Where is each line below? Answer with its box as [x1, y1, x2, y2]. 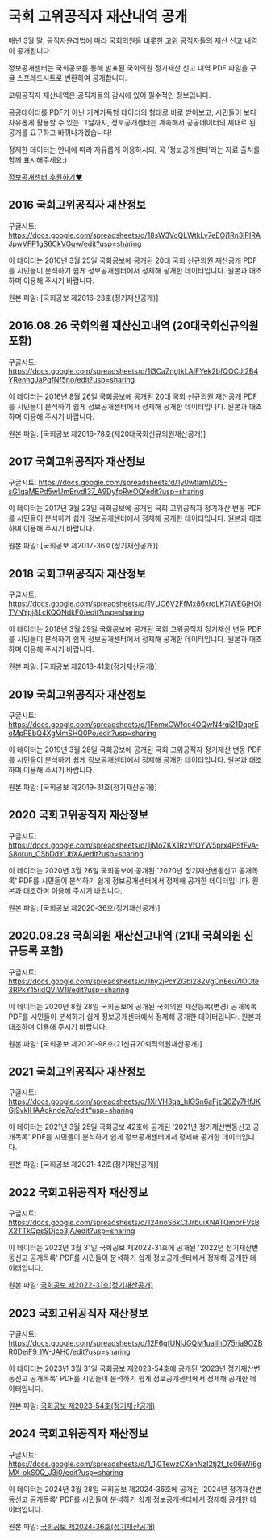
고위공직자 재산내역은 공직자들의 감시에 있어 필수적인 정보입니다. [8, 90, 211, 99]
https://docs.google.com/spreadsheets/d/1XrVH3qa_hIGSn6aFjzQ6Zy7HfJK [8, 1097, 261, 1106]
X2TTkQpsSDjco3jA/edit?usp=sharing [8, 1226, 135, 1236]
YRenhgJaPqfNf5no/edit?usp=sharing [8, 374, 135, 384]
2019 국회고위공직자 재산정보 [8, 687, 147, 701]
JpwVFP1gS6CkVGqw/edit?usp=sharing [8, 239, 142, 248]
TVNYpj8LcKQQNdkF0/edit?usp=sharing [8, 607, 144, 617]
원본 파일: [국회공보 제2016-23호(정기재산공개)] [8, 293, 159, 302]
